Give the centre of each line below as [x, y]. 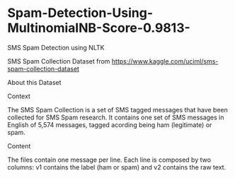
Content [19, 146]
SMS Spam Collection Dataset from [59, 61]
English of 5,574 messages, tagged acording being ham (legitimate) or [110, 124]
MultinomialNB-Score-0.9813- [99, 28]
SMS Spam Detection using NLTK [56, 47]
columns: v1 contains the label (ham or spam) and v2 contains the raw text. [117, 167]
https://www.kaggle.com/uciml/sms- [165, 61]
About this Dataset [34, 82]
